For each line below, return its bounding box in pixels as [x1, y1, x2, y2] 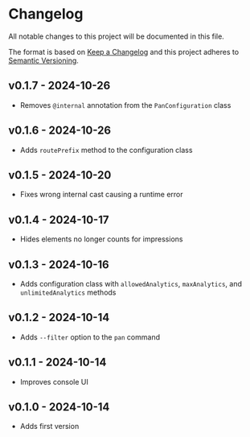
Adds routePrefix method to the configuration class [19, 145, 193, 155]
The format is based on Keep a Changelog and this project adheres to [8, 47, 240, 56]
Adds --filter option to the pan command [19, 332, 161, 342]
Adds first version [19, 422, 80, 431]
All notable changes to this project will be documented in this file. [8, 31, 225, 41]
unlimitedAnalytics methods [19, 287, 117, 297]
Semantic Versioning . [8, 56, 79, 65]
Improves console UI [19, 377, 88, 386]
